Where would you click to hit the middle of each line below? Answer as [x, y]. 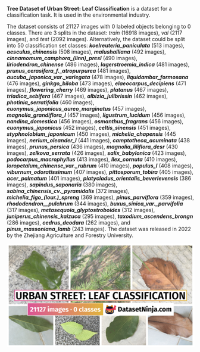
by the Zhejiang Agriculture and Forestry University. [70, 235]
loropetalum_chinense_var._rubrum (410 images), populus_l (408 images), [100, 166]
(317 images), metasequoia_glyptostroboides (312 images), [81, 210]
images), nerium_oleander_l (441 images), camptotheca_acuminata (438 [98, 140]
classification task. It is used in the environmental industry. [79, 15]
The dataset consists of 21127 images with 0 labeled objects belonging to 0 [99, 27]
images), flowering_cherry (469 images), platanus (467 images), [87, 90]
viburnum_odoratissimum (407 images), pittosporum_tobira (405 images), [100, 172]
